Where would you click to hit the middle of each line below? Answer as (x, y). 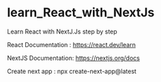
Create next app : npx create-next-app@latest (72, 71)
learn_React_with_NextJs (81, 13)
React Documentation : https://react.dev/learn (72, 44)
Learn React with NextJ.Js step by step (62, 31)
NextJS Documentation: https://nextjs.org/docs (73, 58)
